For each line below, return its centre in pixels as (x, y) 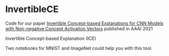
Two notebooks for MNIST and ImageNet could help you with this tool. (79, 48)
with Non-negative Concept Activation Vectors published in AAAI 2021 (79, 28)
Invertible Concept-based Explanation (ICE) (51, 38)
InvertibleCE (32, 9)
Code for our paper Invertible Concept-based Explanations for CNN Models (84, 23)
